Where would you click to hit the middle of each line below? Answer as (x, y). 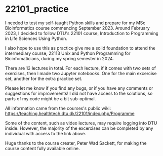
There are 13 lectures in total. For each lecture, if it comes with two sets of (81, 68)
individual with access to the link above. (46, 133)
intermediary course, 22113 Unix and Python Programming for (68, 53)
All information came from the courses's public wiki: (58, 108)
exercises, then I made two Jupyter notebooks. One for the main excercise (81, 73)
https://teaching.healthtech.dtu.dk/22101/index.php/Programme (70, 113)
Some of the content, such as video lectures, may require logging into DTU (81, 123)
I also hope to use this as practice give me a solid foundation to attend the (80, 48)
